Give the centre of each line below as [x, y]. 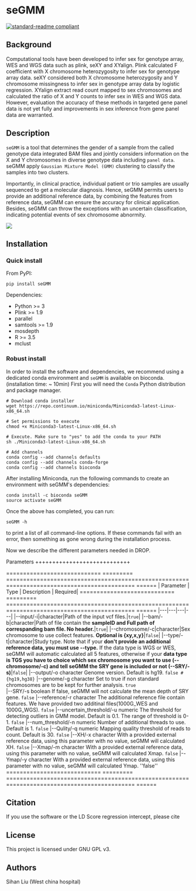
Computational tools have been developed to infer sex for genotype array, [95, 59]
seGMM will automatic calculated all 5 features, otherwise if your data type [97, 653]
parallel [23, 319]
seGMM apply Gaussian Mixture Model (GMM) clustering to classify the [91, 166]
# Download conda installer [40, 401]
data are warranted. [30, 115]
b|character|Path [26, 622]
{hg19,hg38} [20, 679]
